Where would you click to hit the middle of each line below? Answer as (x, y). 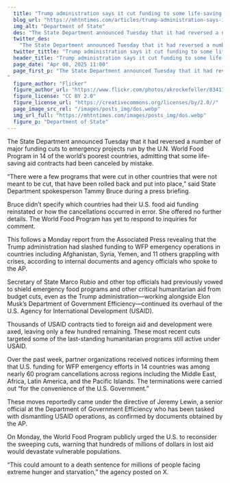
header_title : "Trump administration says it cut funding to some (110, 58)
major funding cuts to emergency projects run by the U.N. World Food (105, 149)
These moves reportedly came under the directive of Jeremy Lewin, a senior (115, 401)
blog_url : (27, 20)
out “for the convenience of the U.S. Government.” (78, 388)
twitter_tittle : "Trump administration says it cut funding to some (113, 52)
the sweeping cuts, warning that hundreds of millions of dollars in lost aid (110, 444)
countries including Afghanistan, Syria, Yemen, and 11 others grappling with (113, 253)
